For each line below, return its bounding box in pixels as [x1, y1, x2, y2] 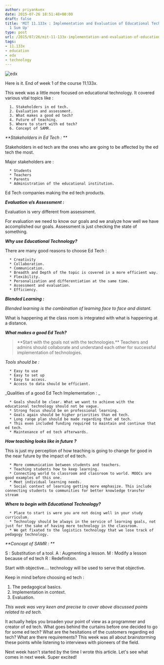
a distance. [5, 320, 28, 326]
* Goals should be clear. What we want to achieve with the [9, 399, 134, 405]
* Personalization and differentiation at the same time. [9, 279, 130, 284]
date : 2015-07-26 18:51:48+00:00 [5, 12, 73, 17]
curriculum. [5, 515, 29, 520]
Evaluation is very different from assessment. [5, 209, 96, 215]
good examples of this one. [5, 476, 62, 480]
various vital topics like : [5, 95, 54, 101]
